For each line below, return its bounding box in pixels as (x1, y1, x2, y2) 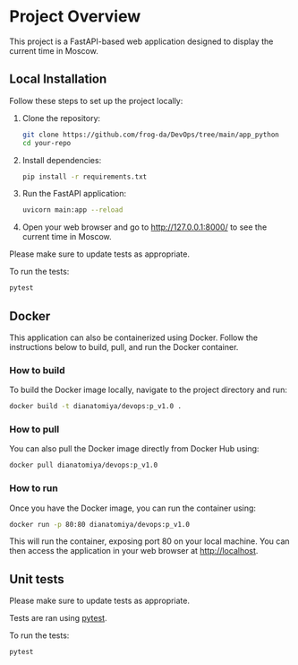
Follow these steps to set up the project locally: (9, 95, 183, 106)
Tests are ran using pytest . (9, 613, 107, 624)
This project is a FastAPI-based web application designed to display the (9, 36, 274, 47)
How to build (9, 363, 65, 376)
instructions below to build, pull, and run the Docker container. (9, 341, 239, 352)
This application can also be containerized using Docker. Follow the (9, 332, 258, 343)
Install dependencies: (21, 154, 102, 165)
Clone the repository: (21, 112, 101, 123)
